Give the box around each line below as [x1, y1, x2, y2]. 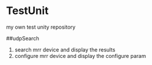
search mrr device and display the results [14, 46, 116, 53]
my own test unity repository [6, 23, 75, 30]
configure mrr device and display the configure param [14, 52, 146, 59]
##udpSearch [6, 35, 39, 42]
